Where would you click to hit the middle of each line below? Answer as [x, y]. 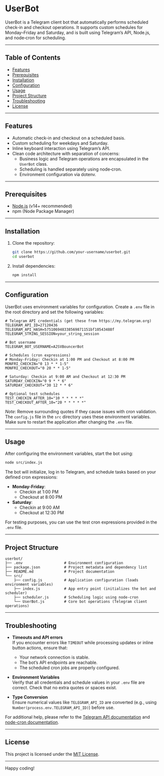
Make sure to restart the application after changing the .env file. [69, 422]
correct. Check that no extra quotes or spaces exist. [64, 687]
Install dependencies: [34, 266]
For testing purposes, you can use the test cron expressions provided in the [81, 522]
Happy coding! [20, 768]
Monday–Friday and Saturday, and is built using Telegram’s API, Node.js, [78, 32]
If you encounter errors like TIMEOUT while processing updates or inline [83, 642]
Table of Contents [33, 58]
